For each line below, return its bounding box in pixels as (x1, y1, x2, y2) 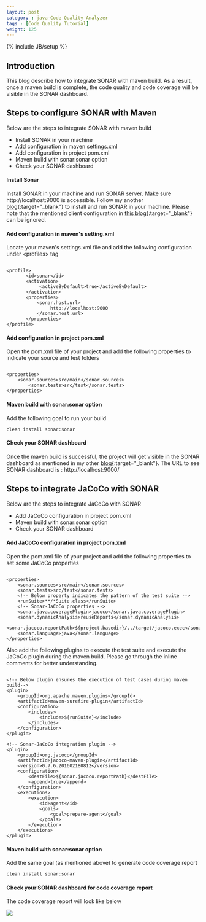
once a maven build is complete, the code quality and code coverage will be (6, 84, 199, 91)
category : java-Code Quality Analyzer (6, 15, 109, 21)
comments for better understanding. (6, 659, 98, 666)
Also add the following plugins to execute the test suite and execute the (6, 646, 187, 654)
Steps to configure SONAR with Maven (6, 108, 158, 119)
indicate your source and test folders (6, 354, 99, 362)
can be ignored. (6, 216, 47, 224)
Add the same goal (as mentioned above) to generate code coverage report (6, 859, 197, 867)
